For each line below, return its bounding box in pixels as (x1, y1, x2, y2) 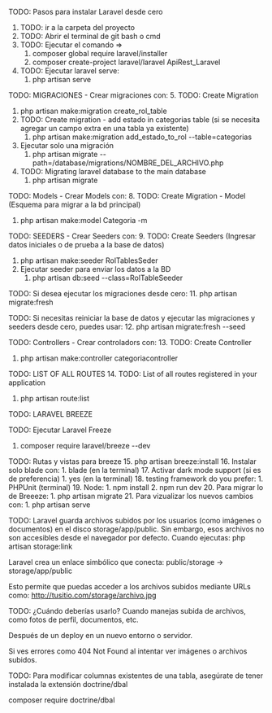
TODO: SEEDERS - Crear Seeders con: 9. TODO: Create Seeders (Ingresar (8, 231, 257, 241)
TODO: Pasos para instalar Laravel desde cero (8, 7, 163, 16)
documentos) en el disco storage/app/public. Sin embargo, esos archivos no (8, 524, 265, 534)
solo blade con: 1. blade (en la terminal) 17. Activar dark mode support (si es (8, 466, 261, 475)
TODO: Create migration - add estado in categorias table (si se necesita (19, 115, 261, 125)
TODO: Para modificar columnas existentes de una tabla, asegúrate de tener (8, 671, 264, 680)
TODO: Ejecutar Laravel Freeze (8, 425, 112, 435)
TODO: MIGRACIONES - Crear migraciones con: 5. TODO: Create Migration (8, 90, 259, 100)
